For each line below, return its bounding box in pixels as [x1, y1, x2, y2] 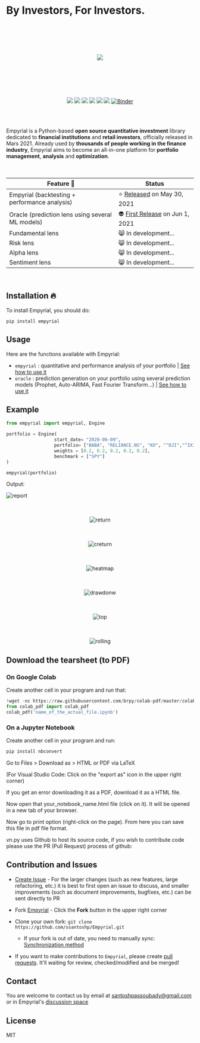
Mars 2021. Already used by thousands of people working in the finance [6, 140, 186, 147]
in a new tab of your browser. [6, 806, 79, 814]
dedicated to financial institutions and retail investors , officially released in [6, 133, 193, 140]
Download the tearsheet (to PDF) [6, 655, 130, 665]
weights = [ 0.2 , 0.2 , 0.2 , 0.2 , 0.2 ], [54, 447, 151, 454]
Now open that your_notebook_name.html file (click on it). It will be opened [6, 800, 190, 807]
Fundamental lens [9, 229, 59, 237]
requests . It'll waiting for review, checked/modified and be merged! [14, 959, 180, 966]
